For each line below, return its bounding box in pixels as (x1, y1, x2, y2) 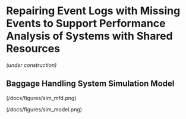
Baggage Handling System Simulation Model (6, 79, 175, 89)
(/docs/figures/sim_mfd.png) (6, 94, 77, 101)
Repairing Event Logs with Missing (6, 4, 181, 18)
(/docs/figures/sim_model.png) (6, 105, 82, 113)
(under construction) (6, 61, 57, 69)
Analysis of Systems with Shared (6, 30, 174, 43)
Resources (6, 42, 61, 56)
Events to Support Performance (6, 17, 166, 30)
